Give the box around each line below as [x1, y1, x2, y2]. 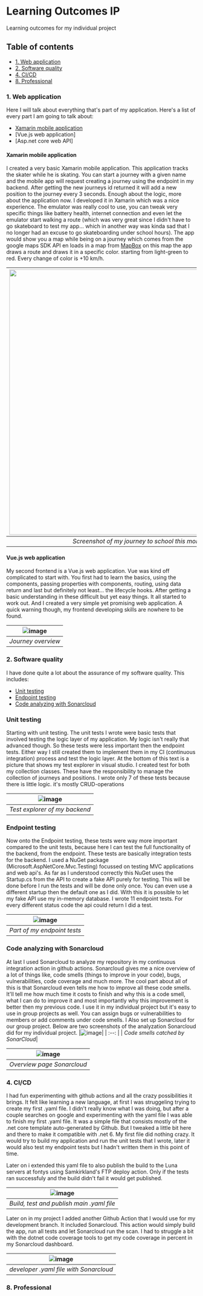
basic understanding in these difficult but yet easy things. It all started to [6, 593, 187, 601]
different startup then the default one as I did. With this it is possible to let [6, 889, 189, 896]
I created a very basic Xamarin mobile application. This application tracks [6, 165, 188, 172]
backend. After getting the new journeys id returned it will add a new [6, 184, 177, 192]
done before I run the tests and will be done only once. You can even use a [6, 882, 193, 889]
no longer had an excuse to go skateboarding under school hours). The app [6, 229, 195, 236]
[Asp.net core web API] [14, 138, 74, 145]
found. [6, 612, 23, 620]
